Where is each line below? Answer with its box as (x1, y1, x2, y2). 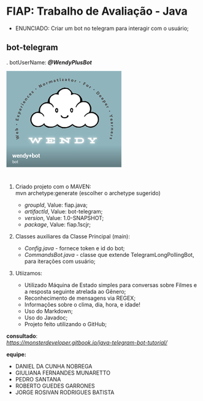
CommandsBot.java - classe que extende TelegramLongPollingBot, (24, 251, 194, 258)
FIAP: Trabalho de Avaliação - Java (6, 4, 188, 18)
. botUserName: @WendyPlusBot (6, 58, 92, 66)
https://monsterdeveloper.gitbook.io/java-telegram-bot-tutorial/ (6, 338, 167, 346)
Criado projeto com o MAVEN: (15, 183, 91, 190)
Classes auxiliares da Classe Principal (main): (15, 232, 130, 240)
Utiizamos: (15, 269, 43, 277)
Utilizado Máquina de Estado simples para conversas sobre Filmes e (24, 281, 197, 289)
